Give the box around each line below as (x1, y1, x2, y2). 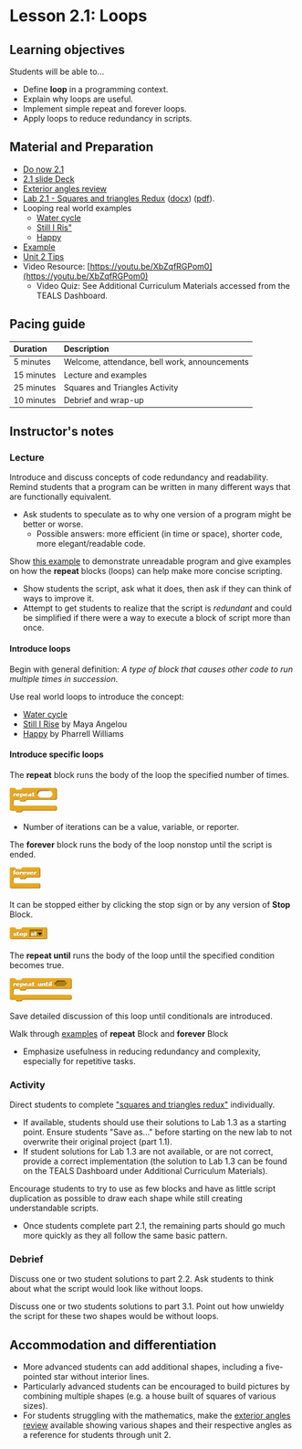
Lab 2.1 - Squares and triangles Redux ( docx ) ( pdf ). (22, 193, 215, 204)
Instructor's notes (9, 424, 114, 440)
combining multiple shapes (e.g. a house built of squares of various (22, 1390, 276, 1401)
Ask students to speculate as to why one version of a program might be (22, 509, 292, 520)
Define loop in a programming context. (22, 84, 169, 94)
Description (63, 344, 109, 355)
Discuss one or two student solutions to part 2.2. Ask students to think (9, 1273, 274, 1284)
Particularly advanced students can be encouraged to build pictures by (22, 1381, 290, 1392)
